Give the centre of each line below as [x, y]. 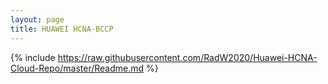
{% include [33, 57]
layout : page [37, 19]
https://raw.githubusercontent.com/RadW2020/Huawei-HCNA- [187, 57]
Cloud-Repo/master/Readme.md [77, 68]
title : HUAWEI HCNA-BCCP [62, 29]
